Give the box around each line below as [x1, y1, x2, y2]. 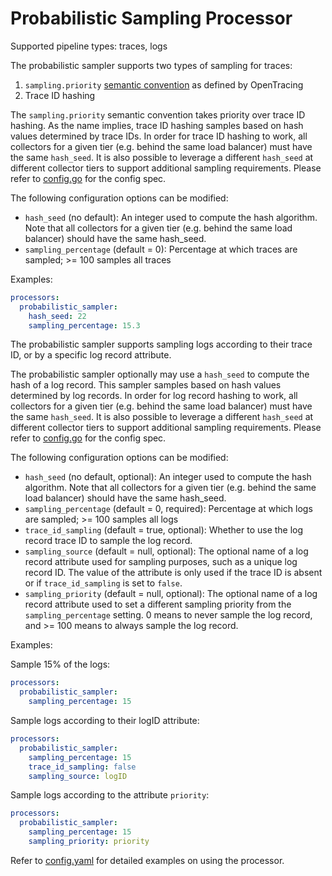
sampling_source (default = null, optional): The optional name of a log [24, 545, 309, 557]
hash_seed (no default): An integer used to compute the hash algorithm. [24, 211, 318, 223]
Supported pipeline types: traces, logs [10, 40, 168, 52]
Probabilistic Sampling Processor [10, 7, 293, 30]
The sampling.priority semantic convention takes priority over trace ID [10, 108, 306, 121]
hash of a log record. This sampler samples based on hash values [10, 379, 282, 391]
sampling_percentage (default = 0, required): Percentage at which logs [24, 503, 313, 515]
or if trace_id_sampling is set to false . [24, 577, 183, 589]
